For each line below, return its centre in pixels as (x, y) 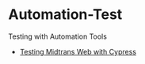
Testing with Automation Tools (57, 36)
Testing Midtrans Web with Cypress (78, 51)
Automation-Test (65, 15)
